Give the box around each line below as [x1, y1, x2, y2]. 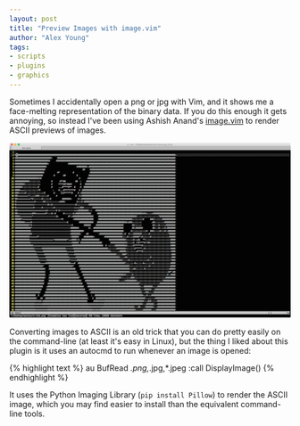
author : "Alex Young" [9, 33, 90, 42]
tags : [9, 43, 29, 52]
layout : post [9, 14, 58, 23]
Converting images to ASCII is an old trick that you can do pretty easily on [9, 326, 281, 337]
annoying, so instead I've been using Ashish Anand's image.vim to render [9, 115, 279, 126]
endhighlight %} [9, 372, 69, 382]
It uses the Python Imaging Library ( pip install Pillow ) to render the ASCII [9, 389, 288, 400]
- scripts [9, 52, 46, 61]
